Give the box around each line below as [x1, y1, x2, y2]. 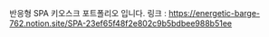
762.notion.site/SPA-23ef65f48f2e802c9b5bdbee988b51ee [9, 18, 233, 29]
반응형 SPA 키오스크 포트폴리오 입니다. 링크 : [9, 8, 168, 18]
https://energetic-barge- [168, 8, 261, 18]
